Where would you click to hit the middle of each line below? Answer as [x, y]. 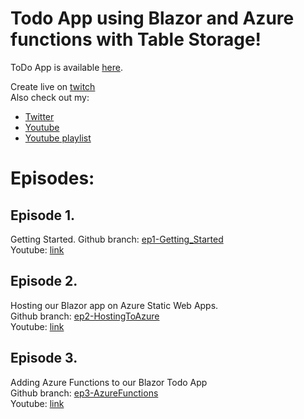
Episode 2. [44, 281]
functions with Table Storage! [136, 39]
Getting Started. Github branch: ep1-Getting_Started [117, 239]
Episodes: [52, 178]
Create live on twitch [53, 86]
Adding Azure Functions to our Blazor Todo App [109, 382]
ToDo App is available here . [66, 67]
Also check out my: [50, 97]
